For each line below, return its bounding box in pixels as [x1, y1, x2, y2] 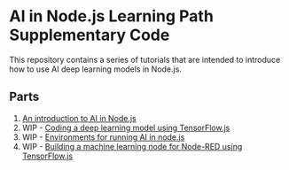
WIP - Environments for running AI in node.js [21, 131, 185, 143]
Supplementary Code [9, 25, 170, 45]
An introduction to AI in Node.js [21, 112, 137, 123]
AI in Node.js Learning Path [9, 6, 215, 27]
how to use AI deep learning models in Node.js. [9, 64, 182, 74]
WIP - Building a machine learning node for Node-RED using [21, 141, 243, 151]
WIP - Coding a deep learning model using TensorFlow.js [21, 122, 230, 133]
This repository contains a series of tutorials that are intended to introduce [9, 54, 281, 65]
